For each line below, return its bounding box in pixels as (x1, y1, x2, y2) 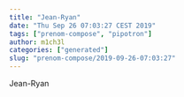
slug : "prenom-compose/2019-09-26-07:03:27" (9, 54, 176, 63)
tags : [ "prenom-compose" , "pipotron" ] (9, 29, 152, 38)
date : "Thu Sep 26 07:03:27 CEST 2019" (9, 21, 157, 30)
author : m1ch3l (9, 37, 65, 47)
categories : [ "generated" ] (9, 46, 109, 55)
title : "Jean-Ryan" (9, 12, 81, 22)
